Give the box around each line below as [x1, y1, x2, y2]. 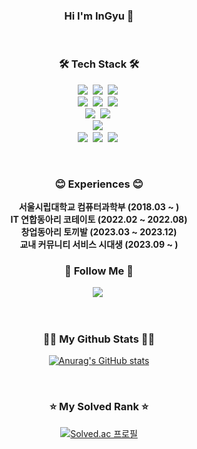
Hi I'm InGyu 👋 [64, 9, 134, 23]
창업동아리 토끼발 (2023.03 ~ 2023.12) [20, 225, 178, 238]
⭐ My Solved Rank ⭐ [49, 400, 149, 414]
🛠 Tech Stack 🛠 [58, 57, 140, 71]
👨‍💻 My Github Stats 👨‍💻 [42, 332, 156, 346]
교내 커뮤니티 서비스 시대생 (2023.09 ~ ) [19, 238, 179, 250]
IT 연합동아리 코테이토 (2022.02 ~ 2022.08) [10, 213, 188, 225]
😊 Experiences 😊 [54, 177, 144, 191]
